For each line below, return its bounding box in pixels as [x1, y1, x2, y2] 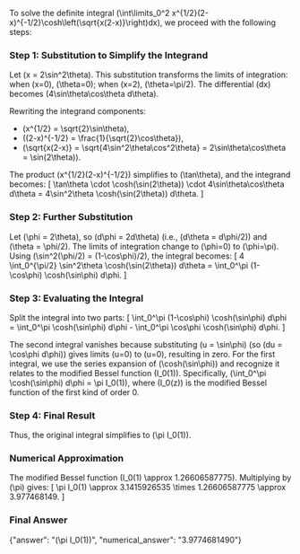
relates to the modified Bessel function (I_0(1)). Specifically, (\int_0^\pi [9, 367, 267, 378]
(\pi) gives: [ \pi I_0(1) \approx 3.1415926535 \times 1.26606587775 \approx [9, 482, 287, 493]
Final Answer [9, 514, 68, 526]
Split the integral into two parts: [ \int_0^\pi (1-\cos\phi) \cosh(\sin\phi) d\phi [9, 312, 287, 322]
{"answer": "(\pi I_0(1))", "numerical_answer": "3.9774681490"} [9, 534, 242, 545]
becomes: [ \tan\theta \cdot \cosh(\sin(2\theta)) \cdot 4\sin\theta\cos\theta [9, 179, 285, 189]
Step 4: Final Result [9, 409, 96, 421]
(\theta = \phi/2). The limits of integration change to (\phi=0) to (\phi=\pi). [9, 241, 279, 251]
